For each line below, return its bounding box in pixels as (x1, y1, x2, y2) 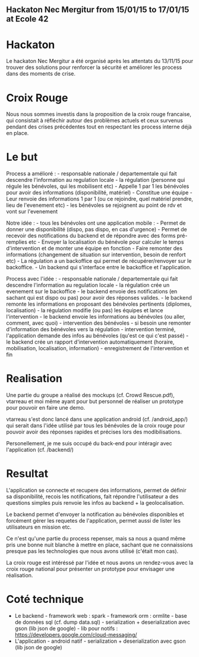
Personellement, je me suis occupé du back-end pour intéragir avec (6, 440, 172, 447)
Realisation (6, 372, 62, 385)
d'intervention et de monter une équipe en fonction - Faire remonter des (6, 245, 183, 252)
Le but (6, 150, 38, 164)
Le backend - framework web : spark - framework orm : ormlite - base (14, 612, 187, 620)
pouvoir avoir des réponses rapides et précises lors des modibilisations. (6, 428, 182, 436)
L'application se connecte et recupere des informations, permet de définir (6, 487, 187, 494)
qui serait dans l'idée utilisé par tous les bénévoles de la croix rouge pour (6, 422, 185, 429)
